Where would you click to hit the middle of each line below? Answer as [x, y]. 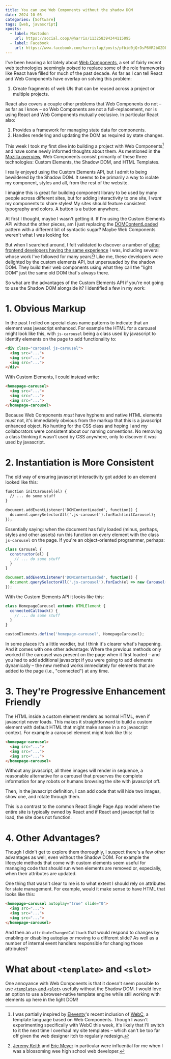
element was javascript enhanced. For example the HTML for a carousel [81, 328]
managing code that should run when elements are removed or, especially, [83, 868]
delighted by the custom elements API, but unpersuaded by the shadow [80, 262]
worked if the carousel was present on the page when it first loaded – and [83, 655]
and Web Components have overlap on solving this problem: [69, 78]
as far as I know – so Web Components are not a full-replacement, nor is [81, 109]
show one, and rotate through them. [43, 797]
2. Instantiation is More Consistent [80, 463]
